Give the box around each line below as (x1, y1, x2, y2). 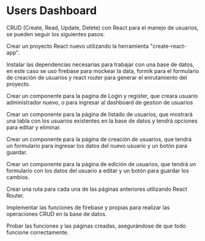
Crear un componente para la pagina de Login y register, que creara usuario (6, 92, 198, 99)
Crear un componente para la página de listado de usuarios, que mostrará (6, 110, 193, 118)
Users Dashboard (6, 4, 97, 18)
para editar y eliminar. (6, 123, 61, 131)
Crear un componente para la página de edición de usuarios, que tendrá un (6, 160, 196, 167)
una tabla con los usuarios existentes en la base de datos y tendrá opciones (6, 117, 198, 124)
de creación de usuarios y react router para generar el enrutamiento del (6, 74, 188, 81)
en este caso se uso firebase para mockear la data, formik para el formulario (6, 67, 199, 74)
